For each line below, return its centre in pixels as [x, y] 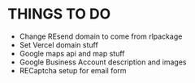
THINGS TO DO [59, 14]
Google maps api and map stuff [72, 53]
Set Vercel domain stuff [58, 44]
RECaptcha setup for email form [73, 70]
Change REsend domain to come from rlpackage [101, 36]
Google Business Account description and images [103, 62]
